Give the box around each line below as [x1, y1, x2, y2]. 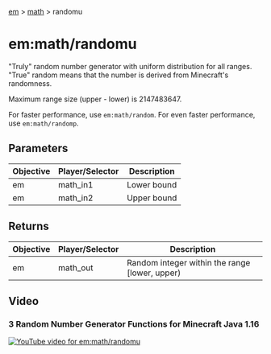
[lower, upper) [126, 267, 181, 278]
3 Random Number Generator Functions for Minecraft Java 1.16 [8, 318, 260, 329]
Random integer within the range [126, 257, 251, 268]
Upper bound [126, 192, 177, 204]
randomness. [8, 78, 52, 88]
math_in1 [57, 179, 94, 190]
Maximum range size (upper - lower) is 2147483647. [8, 94, 182, 104]
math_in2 [57, 192, 94, 204]
